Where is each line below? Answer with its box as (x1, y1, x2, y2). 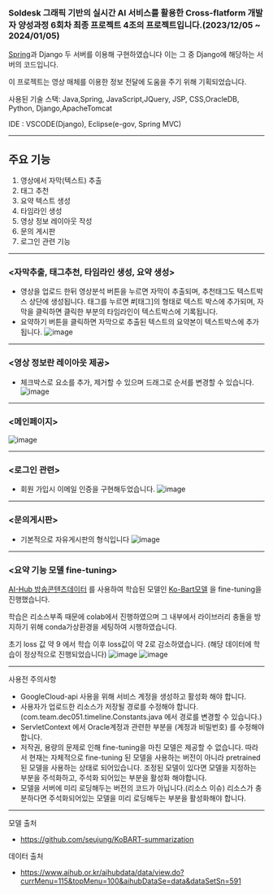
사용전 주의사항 (8, 674, 57, 684)
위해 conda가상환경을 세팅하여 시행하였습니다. (29, 621, 177, 631)
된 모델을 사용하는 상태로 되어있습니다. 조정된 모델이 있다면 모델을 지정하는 (19, 762, 258, 772)
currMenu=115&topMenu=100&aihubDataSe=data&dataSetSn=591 (19, 876, 241, 886)
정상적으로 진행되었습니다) (23, 649, 107, 659)
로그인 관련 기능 (19, 237, 71, 246)
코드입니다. (23, 59, 59, 70)
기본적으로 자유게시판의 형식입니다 (19, 534, 130, 544)
